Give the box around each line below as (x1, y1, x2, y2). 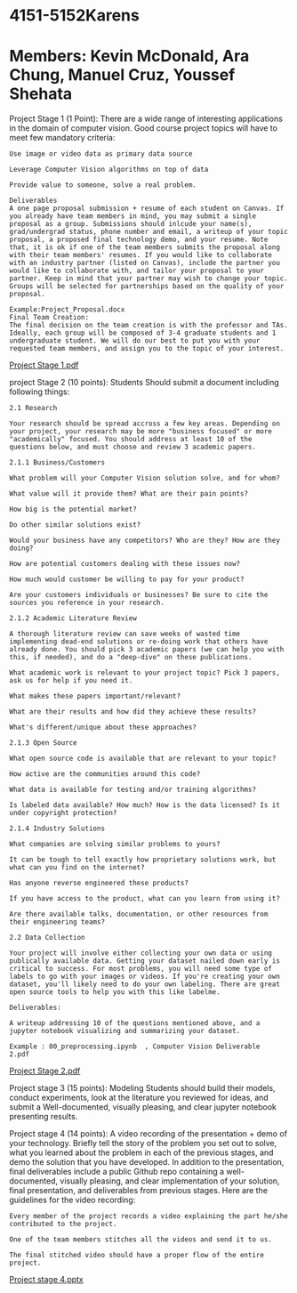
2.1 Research (9, 404, 58, 413)
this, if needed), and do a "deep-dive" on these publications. (9, 653, 253, 662)
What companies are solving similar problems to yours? (9, 840, 221, 849)
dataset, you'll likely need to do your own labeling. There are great (9, 980, 280, 989)
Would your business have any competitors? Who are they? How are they (9, 536, 280, 545)
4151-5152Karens (9, 5, 140, 26)
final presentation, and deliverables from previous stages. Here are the (9, 1185, 269, 1196)
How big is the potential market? (9, 505, 138, 514)
